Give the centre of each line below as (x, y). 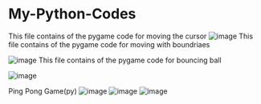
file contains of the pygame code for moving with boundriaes (109, 44)
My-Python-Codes (72, 14)
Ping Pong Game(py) (43, 91)
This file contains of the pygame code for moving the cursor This (131, 36)
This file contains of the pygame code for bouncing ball (130, 60)
